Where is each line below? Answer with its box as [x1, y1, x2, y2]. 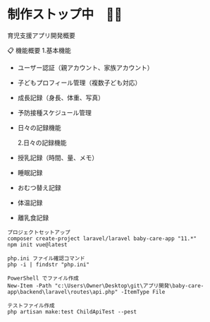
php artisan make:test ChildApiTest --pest [7, 308, 137, 315]
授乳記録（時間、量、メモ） [17, 153, 99, 162]
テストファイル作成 [7, 302, 55, 309]
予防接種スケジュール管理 [17, 108, 92, 117]
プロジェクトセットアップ [7, 229, 70, 236]
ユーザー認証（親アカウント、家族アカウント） [17, 63, 154, 71]
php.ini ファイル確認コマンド [7, 255, 86, 262]
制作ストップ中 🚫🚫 [7, 6, 123, 23]
